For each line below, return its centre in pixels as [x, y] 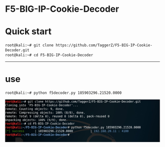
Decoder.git [17, 50]
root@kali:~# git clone [29, 45]
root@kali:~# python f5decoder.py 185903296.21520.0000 [63, 93]
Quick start [28, 32]
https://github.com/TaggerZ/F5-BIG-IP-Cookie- [104, 45]
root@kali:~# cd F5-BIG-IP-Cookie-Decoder [49, 55]
